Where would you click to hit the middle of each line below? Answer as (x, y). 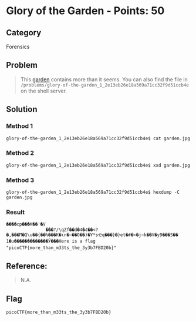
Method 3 (20, 180)
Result (16, 212)
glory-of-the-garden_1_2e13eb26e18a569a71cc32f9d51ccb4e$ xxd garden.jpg (98, 165)
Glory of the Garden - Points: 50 (85, 11)
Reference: (27, 266)
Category (24, 33)
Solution (22, 109)
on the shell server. (44, 91)
